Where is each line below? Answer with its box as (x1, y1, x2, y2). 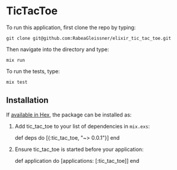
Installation (6, 95, 49, 105)
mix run (6, 57, 26, 63)
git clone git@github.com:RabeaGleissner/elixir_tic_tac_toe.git (6, 35, 171, 41)
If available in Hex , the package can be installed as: (6, 111, 132, 118)
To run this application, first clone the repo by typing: (6, 24, 136, 31)
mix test (6, 79, 28, 85)
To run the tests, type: (6, 67, 61, 75)
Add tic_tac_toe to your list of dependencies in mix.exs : (14, 122, 150, 130)
